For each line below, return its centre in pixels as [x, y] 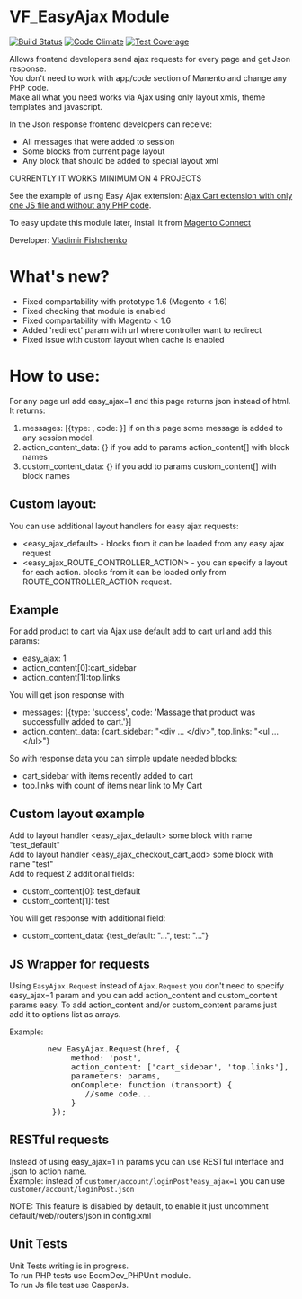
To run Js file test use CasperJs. [69, 1285]
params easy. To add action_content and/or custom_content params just [143, 1005]
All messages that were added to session [98, 141]
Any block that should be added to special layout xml [120, 160]
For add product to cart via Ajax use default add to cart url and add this [141, 631]
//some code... [118, 1094]
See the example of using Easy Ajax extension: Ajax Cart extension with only [151, 195]
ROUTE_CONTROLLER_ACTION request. [97, 582]
